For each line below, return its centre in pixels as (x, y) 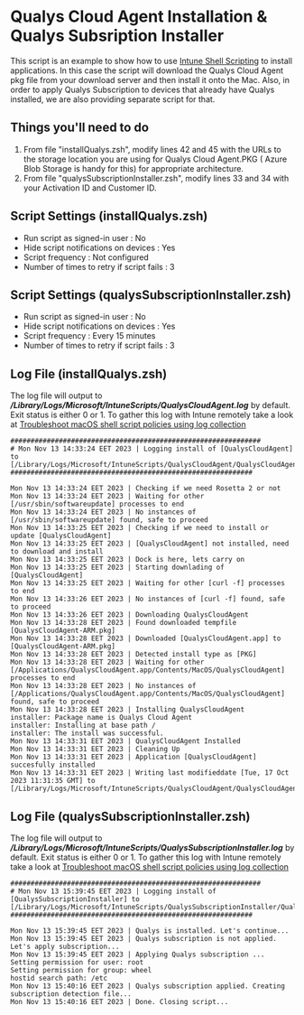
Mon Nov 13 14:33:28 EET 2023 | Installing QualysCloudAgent (128, 710)
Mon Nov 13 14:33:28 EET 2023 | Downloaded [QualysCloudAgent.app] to (146, 638)
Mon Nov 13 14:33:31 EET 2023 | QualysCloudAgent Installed (126, 741)
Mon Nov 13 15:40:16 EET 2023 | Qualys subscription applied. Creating (147, 986)
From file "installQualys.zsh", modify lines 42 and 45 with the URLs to (152, 149)
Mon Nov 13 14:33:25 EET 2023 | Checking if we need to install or (140, 528)
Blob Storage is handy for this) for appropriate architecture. (134, 168)
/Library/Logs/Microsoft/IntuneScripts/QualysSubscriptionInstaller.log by (152, 847)
